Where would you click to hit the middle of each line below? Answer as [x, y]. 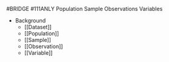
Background [30, 20]
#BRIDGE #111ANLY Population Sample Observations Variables [84, 9]
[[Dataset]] [38, 27]
